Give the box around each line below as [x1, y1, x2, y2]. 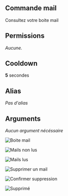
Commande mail [5, 4, 57, 12]
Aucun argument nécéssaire [5, 128, 64, 134]
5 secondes [5, 72, 29, 79]
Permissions [5, 32, 45, 40]
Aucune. [5, 45, 22, 51]
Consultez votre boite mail [5, 17, 59, 23]
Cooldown [5, 59, 38, 68]
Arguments [5, 114, 41, 123]
